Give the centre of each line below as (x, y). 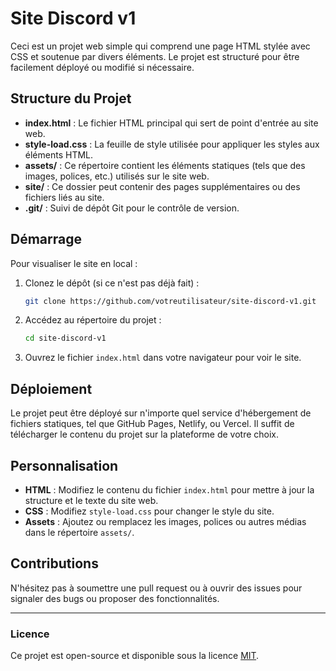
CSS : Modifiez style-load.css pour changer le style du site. (149, 511)
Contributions (54, 563)
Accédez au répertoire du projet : (93, 320)
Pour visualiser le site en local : (74, 263)
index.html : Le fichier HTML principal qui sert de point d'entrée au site (171, 123)
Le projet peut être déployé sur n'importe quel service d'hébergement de (161, 413)
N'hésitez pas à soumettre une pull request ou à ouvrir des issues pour (156, 588)
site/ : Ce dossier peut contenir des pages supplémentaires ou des (162, 186)
